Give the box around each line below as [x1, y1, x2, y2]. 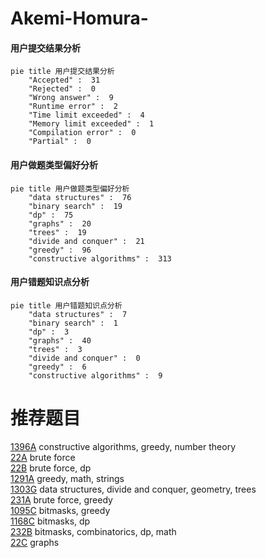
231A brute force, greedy [10, 493, 113, 506]
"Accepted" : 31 [28, 75, 101, 86]
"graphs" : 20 [28, 218, 92, 229]
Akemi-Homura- [10, 7, 149, 30]
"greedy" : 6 [28, 362, 87, 372]
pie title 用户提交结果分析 [10, 67, 115, 77]
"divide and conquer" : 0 [28, 353, 141, 363]
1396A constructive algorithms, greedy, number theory [10, 440, 237, 452]
